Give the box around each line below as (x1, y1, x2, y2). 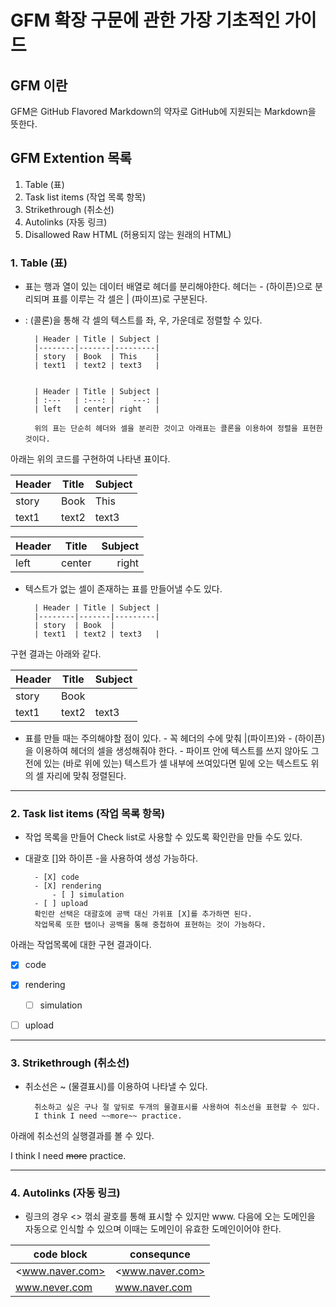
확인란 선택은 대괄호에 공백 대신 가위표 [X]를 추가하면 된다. (34, 909, 253, 920)
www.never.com (15, 1281, 93, 1295)
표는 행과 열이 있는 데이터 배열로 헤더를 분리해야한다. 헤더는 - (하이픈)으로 (24, 281, 313, 293)
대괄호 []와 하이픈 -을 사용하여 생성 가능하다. (24, 852, 198, 865)
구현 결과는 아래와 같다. (10, 648, 102, 660)
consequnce (129, 1247, 191, 1261)
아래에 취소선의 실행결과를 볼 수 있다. (10, 1129, 155, 1141)
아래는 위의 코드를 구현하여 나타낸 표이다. (10, 453, 171, 465)
